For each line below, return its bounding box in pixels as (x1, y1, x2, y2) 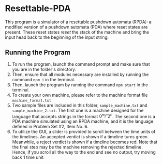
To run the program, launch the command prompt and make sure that (12, 61, 150, 67)
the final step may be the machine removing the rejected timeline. (12, 144, 143, 150)
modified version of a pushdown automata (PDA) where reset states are (5, 24, 148, 30)
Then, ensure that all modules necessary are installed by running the (12, 71, 149, 77)
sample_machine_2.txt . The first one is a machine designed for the (12, 107, 144, 113)
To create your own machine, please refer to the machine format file (12, 92, 148, 98)
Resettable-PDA (5, 3, 71, 14)
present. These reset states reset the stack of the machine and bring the (5, 29, 149, 35)
